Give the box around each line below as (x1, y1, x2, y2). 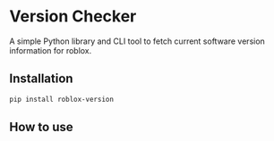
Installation (9, 71, 73, 87)
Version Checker (9, 6, 137, 27)
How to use (9, 120, 73, 135)
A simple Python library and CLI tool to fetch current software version (9, 36, 266, 46)
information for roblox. (9, 45, 92, 55)
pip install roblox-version (9, 95, 115, 104)
